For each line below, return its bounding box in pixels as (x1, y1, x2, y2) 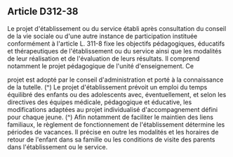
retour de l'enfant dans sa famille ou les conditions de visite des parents (7, 135, 215, 144)
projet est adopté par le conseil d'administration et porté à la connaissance (7, 75, 224, 84)
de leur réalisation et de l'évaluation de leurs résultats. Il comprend (7, 54, 200, 63)
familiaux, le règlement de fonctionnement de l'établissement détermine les (7, 120, 225, 129)
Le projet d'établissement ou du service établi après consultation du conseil (7, 24, 227, 32)
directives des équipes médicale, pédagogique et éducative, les (7, 98, 192, 106)
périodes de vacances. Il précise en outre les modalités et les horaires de (7, 127, 219, 136)
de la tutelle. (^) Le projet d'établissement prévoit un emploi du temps (7, 82, 208, 91)
